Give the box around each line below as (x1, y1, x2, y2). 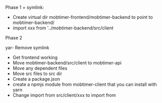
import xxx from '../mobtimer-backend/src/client (12, 25, 114, 31)
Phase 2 (5, 35, 23, 41)
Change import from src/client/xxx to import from (12, 92, 116, 98)
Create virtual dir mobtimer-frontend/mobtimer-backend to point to (12, 14, 153, 20)
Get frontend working (12, 54, 58, 60)
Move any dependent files (12, 65, 68, 71)
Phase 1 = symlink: (5, 5, 44, 10)
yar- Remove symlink (5, 45, 50, 50)
